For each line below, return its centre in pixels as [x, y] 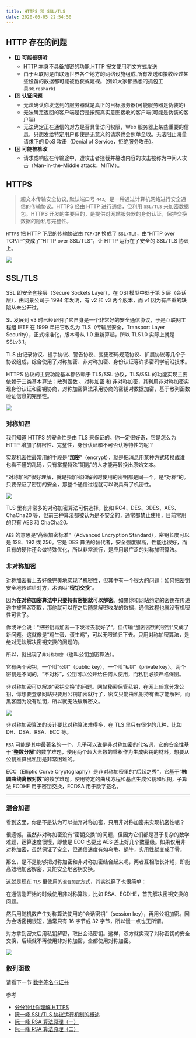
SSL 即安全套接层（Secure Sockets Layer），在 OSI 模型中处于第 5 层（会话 [96, 292]
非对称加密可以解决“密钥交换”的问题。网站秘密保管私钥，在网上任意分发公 [95, 686]
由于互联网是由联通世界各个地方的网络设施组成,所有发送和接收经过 [103, 74]
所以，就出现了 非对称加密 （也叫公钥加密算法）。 [62, 654]
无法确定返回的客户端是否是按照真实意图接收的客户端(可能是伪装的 [103, 113]
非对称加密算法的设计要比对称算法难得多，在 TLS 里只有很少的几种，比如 [94, 724]
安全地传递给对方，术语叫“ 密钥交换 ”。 [52, 587]
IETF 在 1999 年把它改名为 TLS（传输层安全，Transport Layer [91, 327]
